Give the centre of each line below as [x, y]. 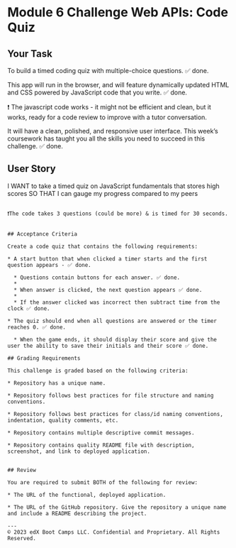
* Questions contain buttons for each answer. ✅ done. [97, 278]
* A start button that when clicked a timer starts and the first [107, 259]
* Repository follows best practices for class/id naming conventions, [115, 414]
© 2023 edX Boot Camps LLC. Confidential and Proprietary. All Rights [114, 532]
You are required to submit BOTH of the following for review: [103, 482]
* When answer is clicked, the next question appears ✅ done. [108, 290]
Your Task [30, 54]
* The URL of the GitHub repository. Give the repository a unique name [117, 507]
